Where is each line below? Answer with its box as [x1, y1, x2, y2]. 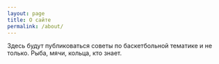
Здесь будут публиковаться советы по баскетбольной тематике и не [7, 42, 213, 50]
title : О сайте [7, 17, 51, 23]
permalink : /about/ [7, 23, 64, 30]
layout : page [7, 10, 45, 17]
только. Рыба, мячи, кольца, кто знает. [7, 49, 122, 57]
